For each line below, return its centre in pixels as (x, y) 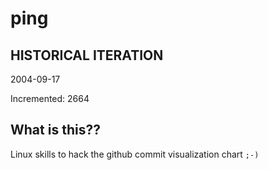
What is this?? (55, 130)
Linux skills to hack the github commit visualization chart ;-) (135, 154)
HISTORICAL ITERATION (87, 55)
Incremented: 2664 (50, 98)
